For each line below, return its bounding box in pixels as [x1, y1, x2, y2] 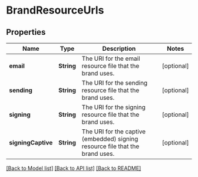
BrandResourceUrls [6, 4, 104, 17]
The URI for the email [81, 54, 140, 63]
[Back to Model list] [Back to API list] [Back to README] [6, 165, 141, 172]
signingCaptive [9, 139, 53, 146]
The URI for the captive [81, 127, 146, 136]
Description [102, 45, 136, 53]
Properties [6, 27, 46, 37]
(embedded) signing [81, 135, 138, 143]
